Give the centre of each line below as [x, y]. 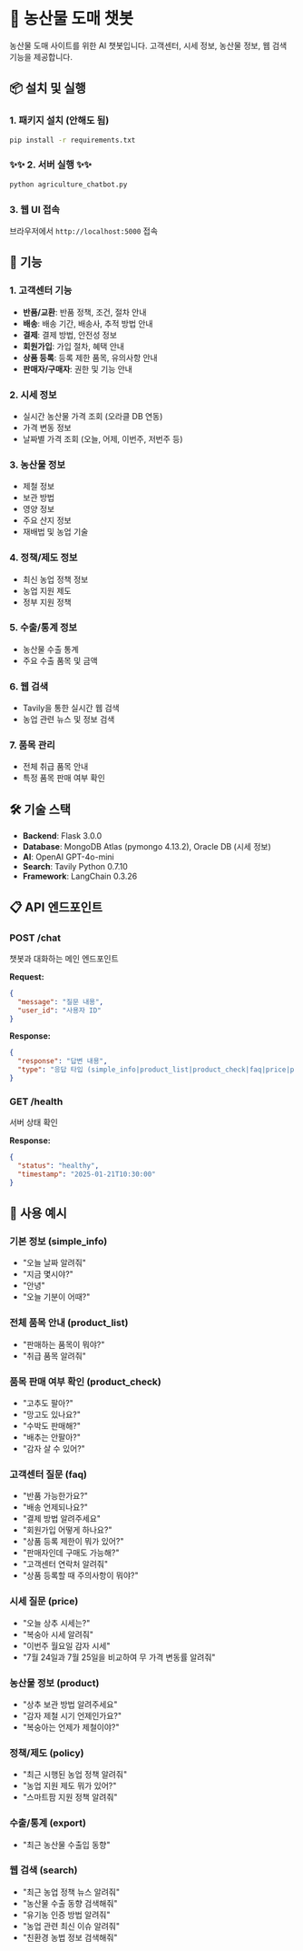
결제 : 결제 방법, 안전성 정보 [70, 335]
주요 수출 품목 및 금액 [60, 660]
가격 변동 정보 [47, 427]
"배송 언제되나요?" [55, 1507]
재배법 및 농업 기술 [55, 532]
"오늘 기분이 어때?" [56, 1297]
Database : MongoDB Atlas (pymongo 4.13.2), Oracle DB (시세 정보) [147, 847]
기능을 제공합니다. [41, 56]
